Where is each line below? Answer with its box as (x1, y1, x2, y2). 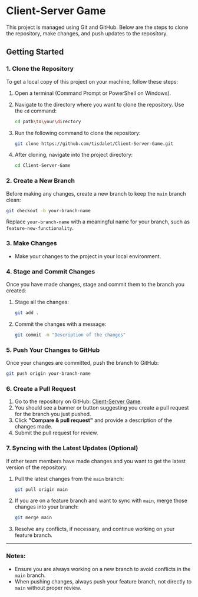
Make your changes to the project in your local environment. (14, 252, 161, 260)
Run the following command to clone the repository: (14, 129, 141, 136)
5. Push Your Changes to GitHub (6, 346, 100, 354)
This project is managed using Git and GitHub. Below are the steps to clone (6, 24, 189, 31)
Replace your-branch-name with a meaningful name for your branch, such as (6, 218, 190, 225)
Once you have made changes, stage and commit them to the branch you (6, 281, 184, 288)
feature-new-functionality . (6, 225, 74, 232)
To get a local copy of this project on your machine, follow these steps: (6, 78, 179, 85)
